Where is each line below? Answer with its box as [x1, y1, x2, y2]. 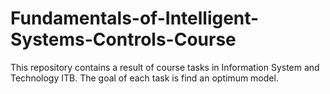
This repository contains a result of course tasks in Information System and [10, 61, 320, 73]
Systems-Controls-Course [10, 28, 237, 51]
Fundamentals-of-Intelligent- [10, 7, 260, 30]
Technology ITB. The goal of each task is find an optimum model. [10, 72, 279, 84]
